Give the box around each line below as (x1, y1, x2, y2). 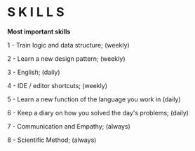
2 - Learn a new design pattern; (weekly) (7, 54, 126, 63)
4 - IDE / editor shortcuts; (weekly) (7, 81, 107, 89)
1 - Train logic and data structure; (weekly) (7, 41, 130, 49)
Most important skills (7, 27, 71, 36)
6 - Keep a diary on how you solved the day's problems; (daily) (7, 108, 189, 117)
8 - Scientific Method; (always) (7, 136, 97, 144)
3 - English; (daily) (7, 68, 61, 76)
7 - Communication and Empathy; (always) (7, 122, 131, 130)
